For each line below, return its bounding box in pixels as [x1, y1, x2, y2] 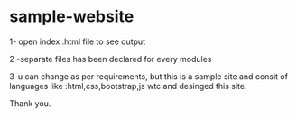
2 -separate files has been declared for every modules [9, 53, 212, 64]
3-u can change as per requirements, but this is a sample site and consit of [9, 70, 289, 82]
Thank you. [9, 97, 51, 109]
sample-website [9, 6, 135, 27]
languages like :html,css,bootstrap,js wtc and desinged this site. [9, 80, 247, 91]
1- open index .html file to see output [9, 36, 146, 47]
